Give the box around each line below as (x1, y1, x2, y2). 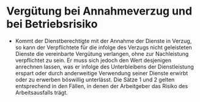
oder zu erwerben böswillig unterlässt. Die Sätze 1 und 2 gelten (15, 76, 175, 83)
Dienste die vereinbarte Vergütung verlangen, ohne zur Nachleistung (15, 50, 189, 57)
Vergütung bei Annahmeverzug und (6, 4, 193, 18)
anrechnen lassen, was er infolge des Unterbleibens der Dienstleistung (15, 63, 194, 70)
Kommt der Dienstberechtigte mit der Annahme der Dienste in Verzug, (15, 37, 192, 44)
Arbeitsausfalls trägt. (15, 89, 69, 96)
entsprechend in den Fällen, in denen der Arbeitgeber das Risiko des (15, 82, 188, 89)
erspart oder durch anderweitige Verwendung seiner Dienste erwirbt (15, 69, 188, 76)
